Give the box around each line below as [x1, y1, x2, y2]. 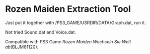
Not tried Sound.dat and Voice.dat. [5, 29, 76, 35]
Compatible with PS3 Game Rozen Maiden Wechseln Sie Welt [5, 38, 131, 45]
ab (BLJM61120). [5, 44, 39, 50]
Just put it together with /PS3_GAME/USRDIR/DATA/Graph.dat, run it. [5, 20, 146, 26]
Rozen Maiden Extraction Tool [5, 3, 131, 15]
